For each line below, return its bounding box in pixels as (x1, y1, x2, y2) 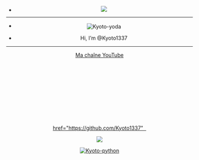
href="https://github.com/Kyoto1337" (53, 124, 144, 132)
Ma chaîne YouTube (75, 51, 124, 59)
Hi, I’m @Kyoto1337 (80, 34, 128, 41)
